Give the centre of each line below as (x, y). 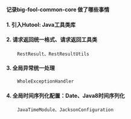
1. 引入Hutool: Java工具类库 (41, 24)
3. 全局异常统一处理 (31, 68)
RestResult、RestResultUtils (53, 54)
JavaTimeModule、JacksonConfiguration (65, 110)
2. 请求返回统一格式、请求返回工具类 (52, 39)
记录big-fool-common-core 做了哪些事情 (58, 9)
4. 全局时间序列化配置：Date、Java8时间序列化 (65, 95)
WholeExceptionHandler (46, 81)
